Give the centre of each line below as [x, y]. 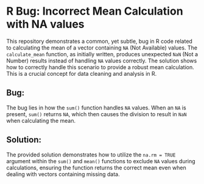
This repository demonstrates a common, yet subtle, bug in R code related [100, 41]
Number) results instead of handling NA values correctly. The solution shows [102, 61]
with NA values [45, 24]
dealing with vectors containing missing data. [63, 174]
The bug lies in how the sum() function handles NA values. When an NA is [97, 108]
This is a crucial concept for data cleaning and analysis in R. [82, 73]
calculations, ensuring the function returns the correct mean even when [97, 167]
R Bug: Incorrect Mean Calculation [95, 11]
